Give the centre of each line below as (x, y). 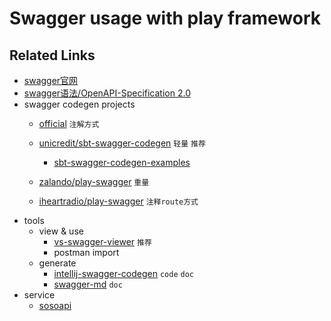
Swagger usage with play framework (165, 18)
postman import (86, 252)
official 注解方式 (69, 123)
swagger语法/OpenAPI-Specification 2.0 (107, 93)
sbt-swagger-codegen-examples (122, 162)
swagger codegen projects (79, 104)
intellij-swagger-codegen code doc (124, 273)
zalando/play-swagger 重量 (94, 181)
